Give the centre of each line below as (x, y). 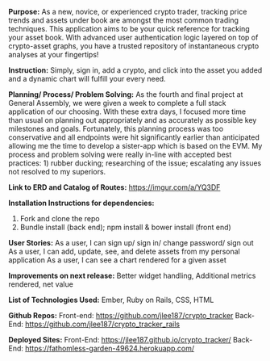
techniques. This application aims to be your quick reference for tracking (129, 29)
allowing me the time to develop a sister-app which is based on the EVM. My (135, 146)
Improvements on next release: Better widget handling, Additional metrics (132, 275)
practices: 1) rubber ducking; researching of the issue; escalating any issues (135, 163)
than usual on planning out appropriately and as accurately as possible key (133, 120)
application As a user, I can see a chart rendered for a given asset (118, 260)
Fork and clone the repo (60, 218)
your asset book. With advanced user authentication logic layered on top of (133, 37)
